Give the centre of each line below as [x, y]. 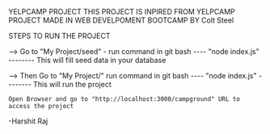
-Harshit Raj [28, 121]
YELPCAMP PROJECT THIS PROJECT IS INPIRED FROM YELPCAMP [122, 12]
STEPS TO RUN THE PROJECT [59, 36]
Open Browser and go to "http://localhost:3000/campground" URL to [124, 99]
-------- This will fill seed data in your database [87, 60]
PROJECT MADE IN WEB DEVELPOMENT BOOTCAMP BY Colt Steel [121, 20]
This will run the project [72, 84]
